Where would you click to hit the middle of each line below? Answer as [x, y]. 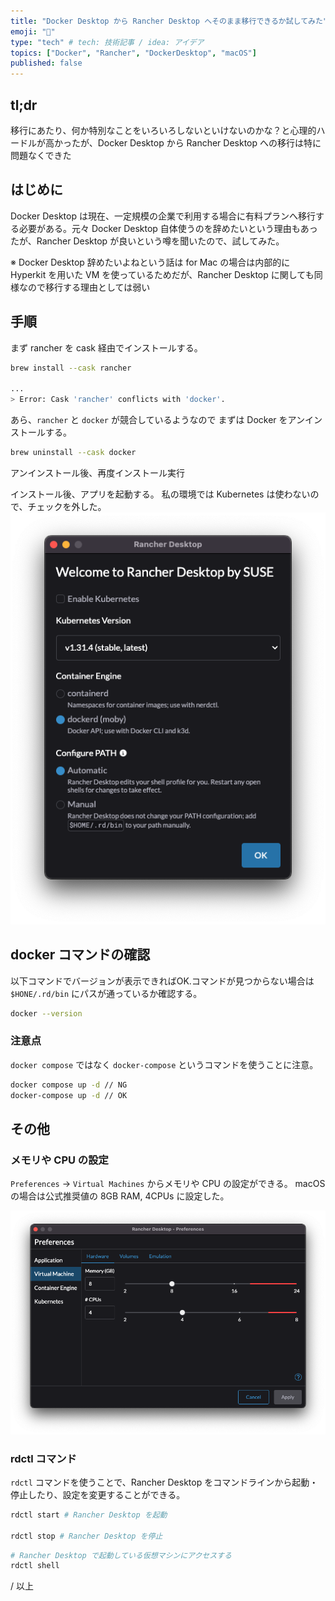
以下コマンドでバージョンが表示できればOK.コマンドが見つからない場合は [162, 981]
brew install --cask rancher [71, 368]
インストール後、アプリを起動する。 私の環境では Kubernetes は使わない [160, 494]
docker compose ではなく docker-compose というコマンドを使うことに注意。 [164, 1064]
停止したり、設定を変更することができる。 [98, 1494]
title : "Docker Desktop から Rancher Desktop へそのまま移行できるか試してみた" [169, 21]
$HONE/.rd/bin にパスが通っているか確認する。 [106, 993]
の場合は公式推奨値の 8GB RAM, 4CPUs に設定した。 [120, 1196]
